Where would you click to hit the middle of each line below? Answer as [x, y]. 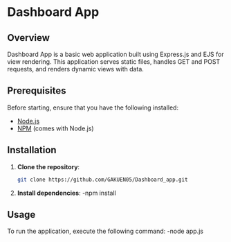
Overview [29, 38]
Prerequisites [37, 91]
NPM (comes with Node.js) [56, 128]
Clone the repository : [48, 166]
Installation [32, 150]
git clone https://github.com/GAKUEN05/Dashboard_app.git [102, 180]
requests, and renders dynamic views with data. [75, 69]
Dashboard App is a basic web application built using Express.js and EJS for [115, 54]
